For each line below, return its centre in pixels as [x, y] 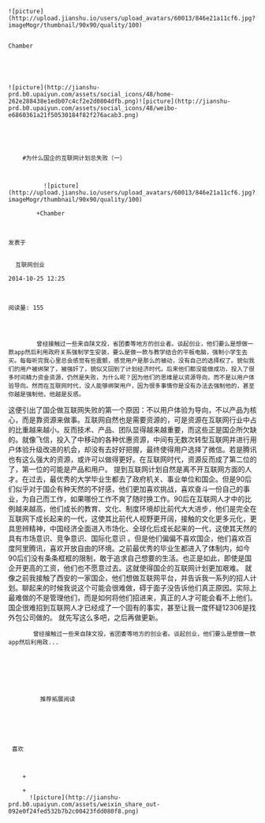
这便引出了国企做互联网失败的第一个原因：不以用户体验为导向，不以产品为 [129, 410]
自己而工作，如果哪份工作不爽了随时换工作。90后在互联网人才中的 [137, 499]
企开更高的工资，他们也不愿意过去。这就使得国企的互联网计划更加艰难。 [125, 568]
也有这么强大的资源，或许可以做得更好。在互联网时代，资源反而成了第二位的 [132, 459]
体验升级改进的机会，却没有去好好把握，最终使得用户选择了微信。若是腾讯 [136, 449]
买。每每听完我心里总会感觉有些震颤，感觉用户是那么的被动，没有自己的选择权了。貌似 [129, 361]
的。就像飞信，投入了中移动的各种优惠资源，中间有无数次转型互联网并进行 [129, 440]
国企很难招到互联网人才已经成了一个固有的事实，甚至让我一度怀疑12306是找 [132, 608]
